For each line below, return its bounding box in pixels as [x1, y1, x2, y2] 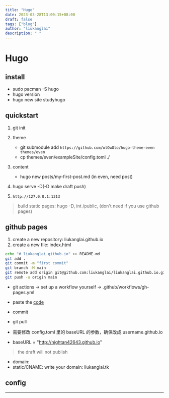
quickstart [5, 111, 39, 120]
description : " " [5, 31, 42, 36]
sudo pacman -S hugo [12, 86, 59, 92]
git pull [12, 318, 27, 324]
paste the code [12, 299, 44, 305]
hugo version [12, 91, 40, 97]
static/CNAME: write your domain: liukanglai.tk [12, 364, 109, 370]
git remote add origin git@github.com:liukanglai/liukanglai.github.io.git [5, 270, 167, 275]
